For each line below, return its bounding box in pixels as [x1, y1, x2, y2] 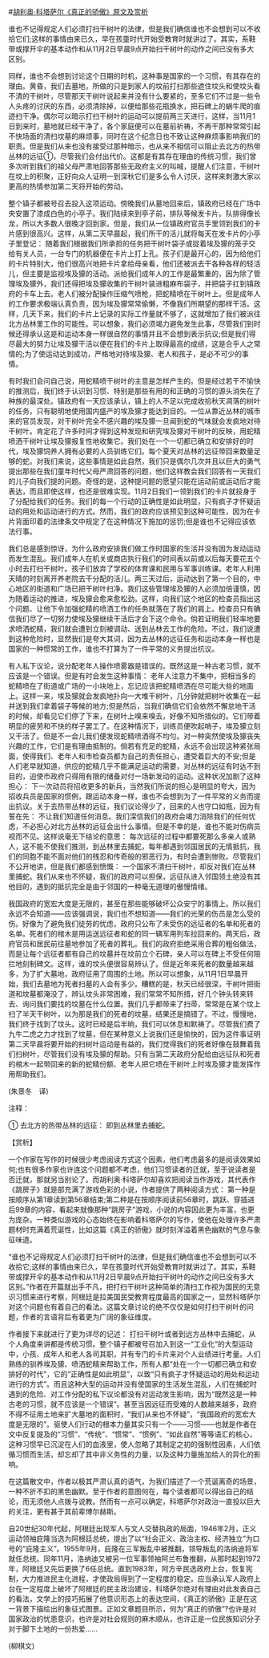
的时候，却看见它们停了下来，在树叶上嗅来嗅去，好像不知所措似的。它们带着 [8, 711, 261, 721]
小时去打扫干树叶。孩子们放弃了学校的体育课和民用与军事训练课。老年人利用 [8, 564, 261, 573]
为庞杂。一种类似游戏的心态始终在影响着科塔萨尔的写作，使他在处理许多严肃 [8, 1215, 261, 1224]
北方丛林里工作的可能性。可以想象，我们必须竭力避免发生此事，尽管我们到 [8, 319, 254, 328]
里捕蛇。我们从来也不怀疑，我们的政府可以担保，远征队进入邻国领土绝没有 [8, 872, 254, 881]
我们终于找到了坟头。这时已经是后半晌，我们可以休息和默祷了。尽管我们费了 [8, 1019, 261, 1029]
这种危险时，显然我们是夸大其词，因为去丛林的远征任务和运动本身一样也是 [14, 634, 261, 644]
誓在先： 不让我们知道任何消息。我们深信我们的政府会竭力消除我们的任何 [8, 811, 249, 821]
